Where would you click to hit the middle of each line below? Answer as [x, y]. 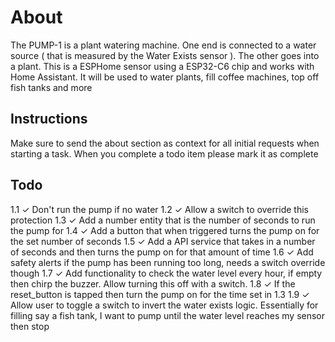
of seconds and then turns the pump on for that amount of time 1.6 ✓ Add [162, 252]
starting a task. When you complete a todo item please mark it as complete [164, 153]
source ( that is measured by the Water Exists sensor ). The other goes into [165, 55]
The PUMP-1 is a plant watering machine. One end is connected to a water [163, 45]
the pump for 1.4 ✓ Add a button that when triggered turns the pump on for [165, 230]
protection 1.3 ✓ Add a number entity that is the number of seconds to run [163, 220]
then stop [30, 326]
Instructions [49, 119]
